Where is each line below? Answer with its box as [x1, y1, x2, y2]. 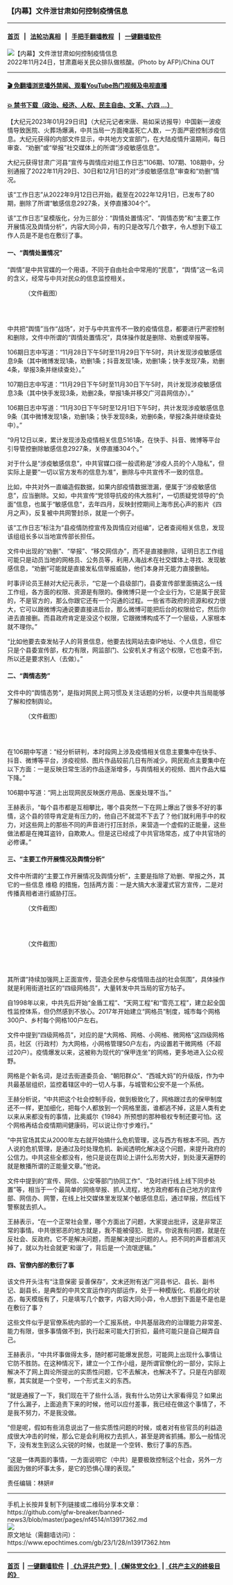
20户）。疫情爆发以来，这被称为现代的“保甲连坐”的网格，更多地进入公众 [12, 1048, 218, 1056]
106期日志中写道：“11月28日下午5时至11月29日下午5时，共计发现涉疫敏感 [7, 347, 216, 356]
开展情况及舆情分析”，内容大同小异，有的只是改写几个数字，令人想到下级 [7, 222, 217, 231]
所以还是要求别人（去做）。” [7, 655, 83, 663]
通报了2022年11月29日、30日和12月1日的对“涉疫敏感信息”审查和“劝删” [12, 167, 214, 175]
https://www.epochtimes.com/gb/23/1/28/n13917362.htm [7, 1538, 171, 1547]
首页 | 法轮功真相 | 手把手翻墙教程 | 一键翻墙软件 [7, 32, 162, 40]
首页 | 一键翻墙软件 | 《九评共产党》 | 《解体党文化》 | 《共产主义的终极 [7, 1561, 215, 1570]
